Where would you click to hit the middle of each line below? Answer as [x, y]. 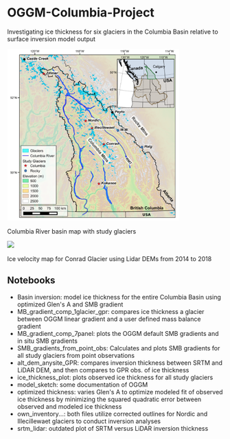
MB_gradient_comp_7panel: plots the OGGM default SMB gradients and [118, 333]
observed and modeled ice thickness [69, 406]
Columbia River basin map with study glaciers [72, 231]
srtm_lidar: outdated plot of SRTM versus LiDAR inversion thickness [113, 428]
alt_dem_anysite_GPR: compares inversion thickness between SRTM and [120, 363]
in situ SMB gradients [47, 341]
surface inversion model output [51, 38]
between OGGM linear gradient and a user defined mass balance [109, 319]
